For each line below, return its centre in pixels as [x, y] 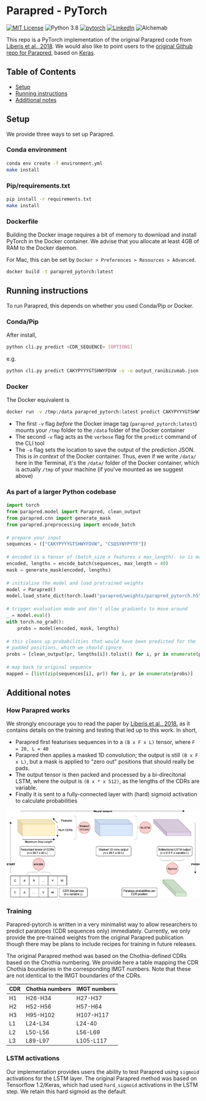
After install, [21, 335]
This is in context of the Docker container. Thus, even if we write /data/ [105, 456]
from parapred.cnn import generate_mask [59, 518]
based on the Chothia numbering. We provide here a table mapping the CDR [102, 962]
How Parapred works [38, 710]
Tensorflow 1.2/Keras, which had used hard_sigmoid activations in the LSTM [102, 1084]
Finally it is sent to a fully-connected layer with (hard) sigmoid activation [106, 794]
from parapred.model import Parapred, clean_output [74, 512]
